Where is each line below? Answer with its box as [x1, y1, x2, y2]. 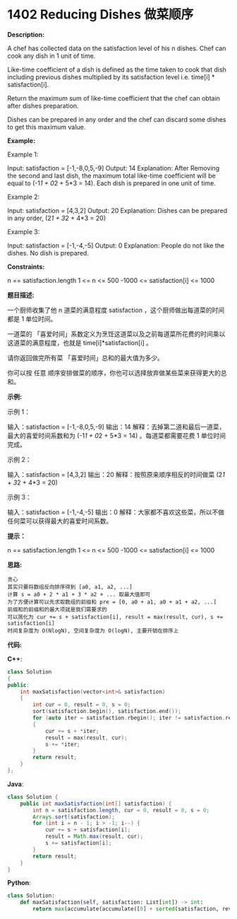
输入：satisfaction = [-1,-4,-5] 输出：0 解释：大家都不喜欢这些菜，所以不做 [7, 507, 225, 516]
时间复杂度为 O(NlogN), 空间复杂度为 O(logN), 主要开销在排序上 [7, 627, 179, 634]
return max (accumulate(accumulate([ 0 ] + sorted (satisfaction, [32, 906, 219, 913]
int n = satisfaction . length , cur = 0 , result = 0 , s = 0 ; [32, 807, 210, 814]
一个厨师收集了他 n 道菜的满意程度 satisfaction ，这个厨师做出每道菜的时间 [7, 306, 225, 314]
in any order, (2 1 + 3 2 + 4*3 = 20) [7, 214, 107, 222]
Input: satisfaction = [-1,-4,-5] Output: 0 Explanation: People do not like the [7, 241, 224, 250]
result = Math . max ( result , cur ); [44, 833, 143, 840]
